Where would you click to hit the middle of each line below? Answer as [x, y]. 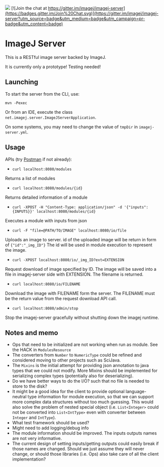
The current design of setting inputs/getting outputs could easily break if [85, 443]
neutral [19, 397]
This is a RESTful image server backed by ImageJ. [56, 57]
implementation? [29, 459]
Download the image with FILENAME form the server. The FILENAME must [80, 293]
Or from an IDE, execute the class [39, 112]
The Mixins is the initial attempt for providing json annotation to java [81, 365]
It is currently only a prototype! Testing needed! [53, 67]
